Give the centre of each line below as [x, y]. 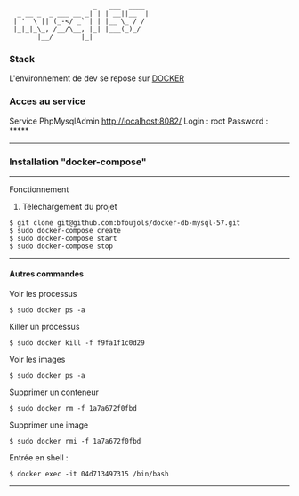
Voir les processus [43, 294]
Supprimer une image [49, 425]
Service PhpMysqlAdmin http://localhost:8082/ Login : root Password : [139, 121]
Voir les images [37, 360]
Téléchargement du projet [69, 206]
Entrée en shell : [39, 458]
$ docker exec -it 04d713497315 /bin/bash [89, 474]
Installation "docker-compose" [78, 162]
